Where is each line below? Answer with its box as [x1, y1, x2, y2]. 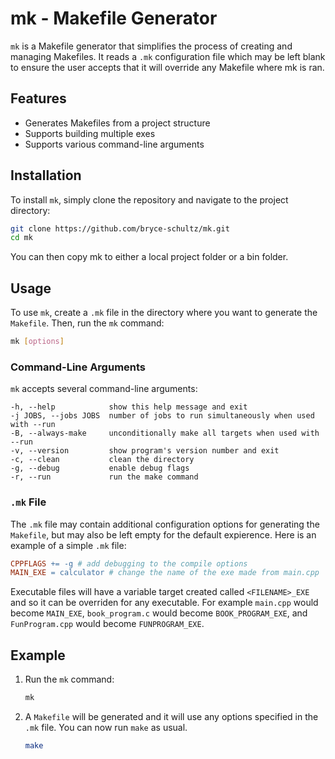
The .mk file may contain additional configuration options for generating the [10, 518, 320, 530]
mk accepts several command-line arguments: [10, 383, 198, 395]
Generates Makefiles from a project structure [24, 117, 211, 129]
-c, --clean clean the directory [10, 455, 195, 465]
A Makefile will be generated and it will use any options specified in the [24, 711, 319, 723]
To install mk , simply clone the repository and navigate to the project [10, 193, 289, 206]
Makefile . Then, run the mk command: [10, 317, 165, 329]
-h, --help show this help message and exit [10, 402, 248, 412]
